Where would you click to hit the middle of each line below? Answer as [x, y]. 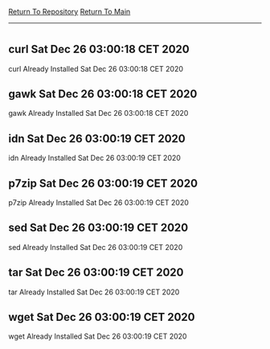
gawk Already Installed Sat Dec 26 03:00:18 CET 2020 [98, 113]
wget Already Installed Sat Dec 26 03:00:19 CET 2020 [98, 336]
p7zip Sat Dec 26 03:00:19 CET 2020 [103, 183]
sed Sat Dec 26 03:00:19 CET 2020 [98, 228]
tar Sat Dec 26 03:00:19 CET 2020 [96, 273]
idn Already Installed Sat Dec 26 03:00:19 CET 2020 [94, 158]
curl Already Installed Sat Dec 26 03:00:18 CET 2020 [96, 68]
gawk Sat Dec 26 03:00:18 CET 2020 [103, 94]
